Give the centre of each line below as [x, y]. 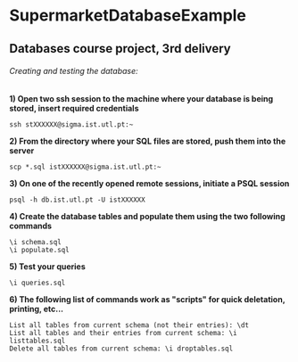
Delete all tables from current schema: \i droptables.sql [121, 349]
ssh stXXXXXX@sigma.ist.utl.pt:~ [71, 124]
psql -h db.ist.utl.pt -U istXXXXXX [77, 200]
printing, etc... [37, 309]
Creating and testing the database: [74, 71]
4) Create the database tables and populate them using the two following [147, 216]
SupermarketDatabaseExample [128, 16]
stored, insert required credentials [74, 108]
